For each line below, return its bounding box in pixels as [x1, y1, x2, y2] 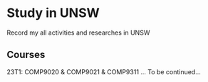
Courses [6, 49, 46, 61]
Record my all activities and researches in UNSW [6, 28, 150, 37]
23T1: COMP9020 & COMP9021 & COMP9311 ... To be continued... [6, 67, 201, 76]
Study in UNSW [6, 5, 100, 21]
